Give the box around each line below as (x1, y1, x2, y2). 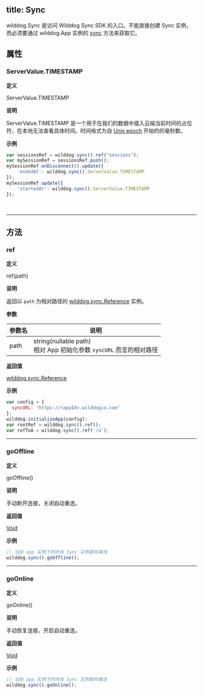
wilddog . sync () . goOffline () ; (6, 555, 80, 561)
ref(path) (6, 272, 29, 279)
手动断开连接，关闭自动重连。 (6, 499, 80, 507)
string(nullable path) (33, 337, 92, 345)
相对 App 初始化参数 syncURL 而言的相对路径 (33, 345, 158, 354)
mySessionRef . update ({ (6, 180, 63, 186)
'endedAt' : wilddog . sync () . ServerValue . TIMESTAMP (17, 169, 145, 175)
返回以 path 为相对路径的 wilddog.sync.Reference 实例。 (6, 298, 147, 305)
